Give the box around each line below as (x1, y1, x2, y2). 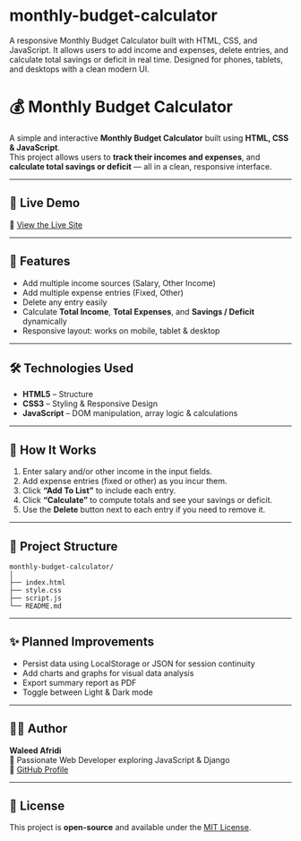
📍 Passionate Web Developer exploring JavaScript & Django (9, 754, 230, 765)
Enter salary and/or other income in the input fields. (21, 466, 213, 477)
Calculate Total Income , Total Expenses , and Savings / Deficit (21, 306, 255, 316)
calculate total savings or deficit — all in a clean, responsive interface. (9, 160, 272, 171)
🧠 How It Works (9, 442, 97, 457)
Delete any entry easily (21, 297, 107, 308)
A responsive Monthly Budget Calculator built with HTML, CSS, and (9, 35, 258, 46)
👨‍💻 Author (9, 721, 68, 736)
